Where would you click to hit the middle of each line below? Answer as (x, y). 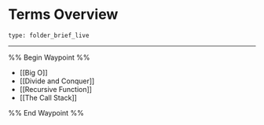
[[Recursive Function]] (56, 89)
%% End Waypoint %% (46, 112)
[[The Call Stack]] (48, 97)
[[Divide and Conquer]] (57, 81)
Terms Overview (63, 15)
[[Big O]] (34, 72)
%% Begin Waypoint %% (49, 57)
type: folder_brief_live (49, 35)
